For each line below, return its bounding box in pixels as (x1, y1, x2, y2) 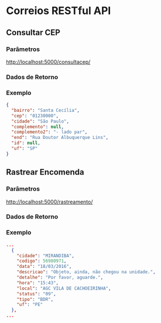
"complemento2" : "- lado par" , (11, 129, 88, 135)
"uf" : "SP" (11, 145, 38, 152)
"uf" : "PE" (16, 302, 43, 308)
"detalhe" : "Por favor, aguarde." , (16, 274, 104, 280)
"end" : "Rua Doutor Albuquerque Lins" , (11, 135, 109, 141)
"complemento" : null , (11, 124, 64, 130)
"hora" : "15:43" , (16, 280, 59, 285)
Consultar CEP (6, 28, 60, 38)
